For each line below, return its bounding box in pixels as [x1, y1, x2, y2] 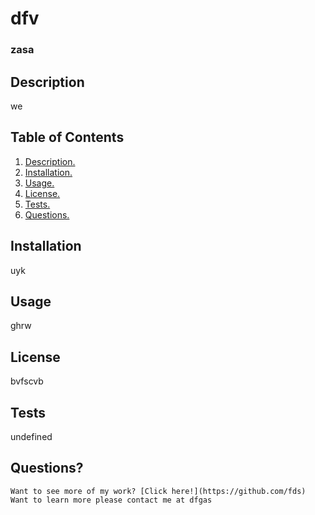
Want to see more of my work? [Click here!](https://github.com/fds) [10, 486, 307, 496]
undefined [10, 430, 53, 442]
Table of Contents [10, 129, 125, 146]
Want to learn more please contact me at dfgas [10, 495, 213, 505]
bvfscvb [10, 375, 44, 387]
